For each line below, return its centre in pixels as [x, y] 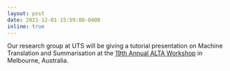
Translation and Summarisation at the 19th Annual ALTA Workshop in [105, 53]
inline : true [26, 26]
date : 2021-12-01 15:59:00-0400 [54, 20]
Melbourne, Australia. [38, 61]
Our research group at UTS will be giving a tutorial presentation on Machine [115, 46]
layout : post [26, 13]
